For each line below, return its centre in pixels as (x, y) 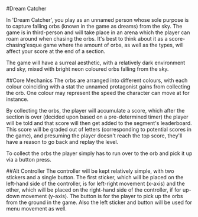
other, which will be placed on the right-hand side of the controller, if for (94, 190)
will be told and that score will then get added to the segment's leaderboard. (99, 123)
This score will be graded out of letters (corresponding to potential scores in (99, 129)
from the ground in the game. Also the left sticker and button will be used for (99, 202)
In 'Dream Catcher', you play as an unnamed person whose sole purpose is (98, 20)
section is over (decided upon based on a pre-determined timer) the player (97, 117)
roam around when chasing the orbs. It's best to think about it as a (87, 39)
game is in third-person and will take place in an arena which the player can (98, 32)
